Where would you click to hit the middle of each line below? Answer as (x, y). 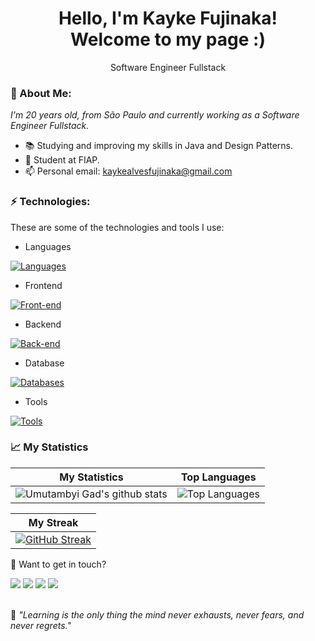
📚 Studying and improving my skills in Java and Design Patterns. (159, 146)
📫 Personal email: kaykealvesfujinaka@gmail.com (128, 171)
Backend (43, 324)
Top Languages (218, 477)
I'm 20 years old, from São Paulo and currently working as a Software (155, 115)
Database (44, 363)
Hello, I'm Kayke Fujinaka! (168, 18)
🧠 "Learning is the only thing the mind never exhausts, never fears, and (157, 614)
